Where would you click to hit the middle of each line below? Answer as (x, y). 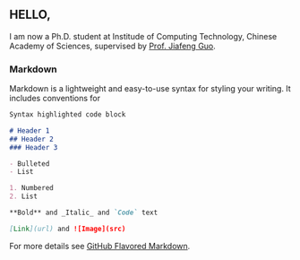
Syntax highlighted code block (68, 115)
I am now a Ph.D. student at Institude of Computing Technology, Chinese (143, 36)
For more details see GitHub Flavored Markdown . (100, 246)
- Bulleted (30, 164)
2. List (24, 196)
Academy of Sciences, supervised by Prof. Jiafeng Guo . (113, 46)
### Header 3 (34, 147)
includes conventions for (55, 99)
